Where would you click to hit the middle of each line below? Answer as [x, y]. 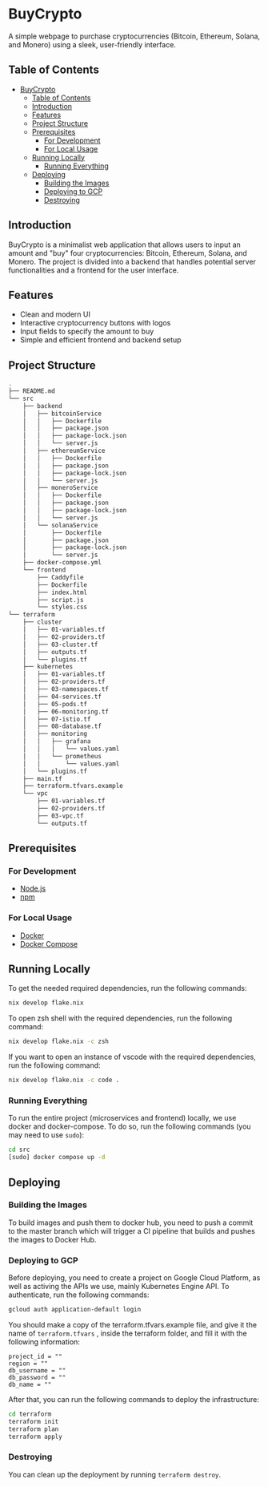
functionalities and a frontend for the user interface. [94, 270]
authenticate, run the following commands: [79, 1295]
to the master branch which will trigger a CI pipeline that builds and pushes [132, 1230]
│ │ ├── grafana [57, 741]
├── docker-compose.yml [62, 563]
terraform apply [35, 1436]
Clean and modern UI [55, 314]
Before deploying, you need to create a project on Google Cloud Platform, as [134, 1278]
